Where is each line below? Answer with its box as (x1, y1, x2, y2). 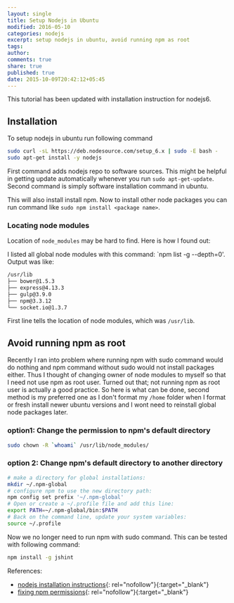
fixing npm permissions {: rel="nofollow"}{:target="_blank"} (17, 588, 189, 596)
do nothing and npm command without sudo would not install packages (7, 363, 214, 372)
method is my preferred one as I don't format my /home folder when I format (7, 393, 226, 402)
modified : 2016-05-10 (7, 23, 71, 30)
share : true (7, 63, 42, 70)
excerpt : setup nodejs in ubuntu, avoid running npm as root (7, 37, 190, 44)
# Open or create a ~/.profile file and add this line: (7, 500, 174, 507)
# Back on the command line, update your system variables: (7, 514, 188, 521)
